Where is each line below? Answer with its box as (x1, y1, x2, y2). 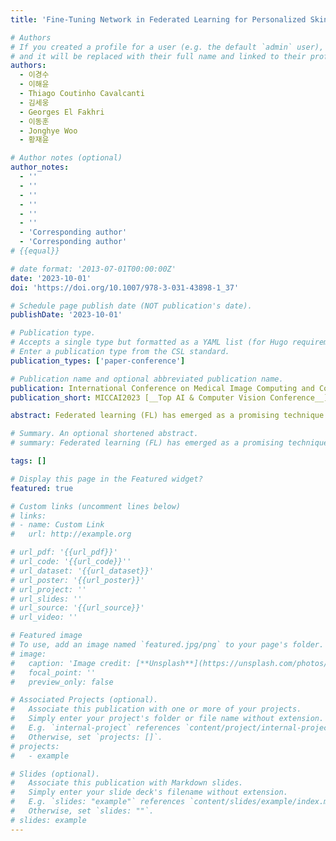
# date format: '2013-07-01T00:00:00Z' (10, 264, 177, 274)
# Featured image (10, 631, 83, 641)
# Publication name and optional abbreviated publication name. (10, 374, 284, 384)
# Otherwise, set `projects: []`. (10, 732, 163, 742)
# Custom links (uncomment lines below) (10, 501, 182, 511)
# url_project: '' (10, 584, 87, 595)
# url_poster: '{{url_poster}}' (10, 575, 145, 585)
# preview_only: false (10, 677, 114, 687)
